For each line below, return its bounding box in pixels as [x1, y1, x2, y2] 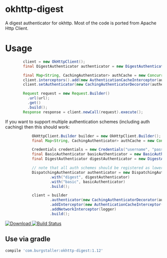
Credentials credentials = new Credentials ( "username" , [31, 147, 150, 152]
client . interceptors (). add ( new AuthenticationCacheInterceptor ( [23, 77, 159, 83]
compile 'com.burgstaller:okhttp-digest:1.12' [5, 248, 103, 253]
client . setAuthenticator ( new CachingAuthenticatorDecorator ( [23, 82, 153, 87]
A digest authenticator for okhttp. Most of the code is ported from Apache [5, 20, 157, 26]
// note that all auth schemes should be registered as [31, 165, 150, 170]
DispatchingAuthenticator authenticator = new [31, 170, 130, 175]
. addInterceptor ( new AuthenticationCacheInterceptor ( [49, 202, 164, 207]
